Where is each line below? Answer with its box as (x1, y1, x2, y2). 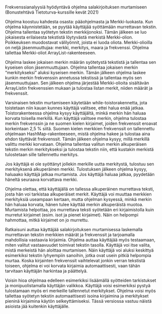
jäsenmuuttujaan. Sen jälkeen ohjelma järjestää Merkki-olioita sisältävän (5, 80, 149, 86)
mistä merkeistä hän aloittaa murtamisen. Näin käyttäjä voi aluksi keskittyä (5, 247, 154, 253)
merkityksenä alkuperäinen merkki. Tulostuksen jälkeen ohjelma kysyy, (5, 166, 147, 172)
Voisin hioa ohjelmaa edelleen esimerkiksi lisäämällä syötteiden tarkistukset (5, 277, 157, 283)
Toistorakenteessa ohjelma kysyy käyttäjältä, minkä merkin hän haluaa (5, 110, 146, 116)
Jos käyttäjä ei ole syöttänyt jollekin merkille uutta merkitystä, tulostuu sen (5, 161, 154, 167)
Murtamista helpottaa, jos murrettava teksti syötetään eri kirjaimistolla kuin (5, 207, 154, 213)
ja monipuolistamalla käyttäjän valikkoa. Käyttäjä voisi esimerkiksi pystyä (5, 283, 151, 288)
